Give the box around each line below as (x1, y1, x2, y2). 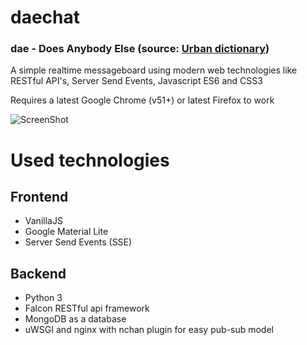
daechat (10, 6, 81, 29)
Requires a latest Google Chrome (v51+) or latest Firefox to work (10, 94, 275, 106)
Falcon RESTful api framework (24, 302, 150, 315)
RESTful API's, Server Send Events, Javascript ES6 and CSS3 (10, 75, 263, 87)
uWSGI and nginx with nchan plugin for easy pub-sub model (24, 324, 274, 336)
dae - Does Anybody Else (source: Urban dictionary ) (10, 42, 270, 56)
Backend (10, 265, 67, 282)
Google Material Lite (24, 226, 109, 238)
